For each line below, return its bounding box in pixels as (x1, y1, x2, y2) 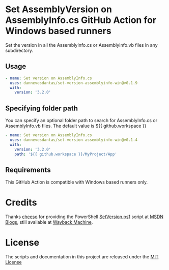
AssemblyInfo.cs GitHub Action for (5, 14, 157, 26)
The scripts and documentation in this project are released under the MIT (5, 254, 159, 260)
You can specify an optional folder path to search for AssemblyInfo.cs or (5, 117, 158, 124)
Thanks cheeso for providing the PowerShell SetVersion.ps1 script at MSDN (5, 214, 164, 220)
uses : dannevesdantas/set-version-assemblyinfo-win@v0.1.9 (10, 80, 138, 85)
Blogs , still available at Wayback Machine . (5, 219, 93, 225)
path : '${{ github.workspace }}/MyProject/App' (14, 152, 117, 157)
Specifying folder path (5, 104, 78, 112)
